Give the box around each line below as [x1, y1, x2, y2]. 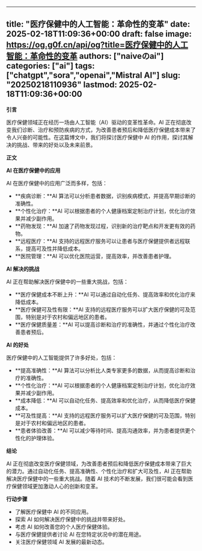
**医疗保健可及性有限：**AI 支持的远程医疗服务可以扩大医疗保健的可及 [14, 306, 191, 313]
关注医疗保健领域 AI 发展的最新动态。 [14, 538, 108, 545]
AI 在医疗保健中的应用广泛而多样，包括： [6, 179, 108, 186]
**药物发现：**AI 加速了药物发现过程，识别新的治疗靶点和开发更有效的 [14, 222, 191, 229]
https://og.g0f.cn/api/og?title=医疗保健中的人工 [6, 40, 188, 50]
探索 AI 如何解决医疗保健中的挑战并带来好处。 [14, 516, 129, 523]
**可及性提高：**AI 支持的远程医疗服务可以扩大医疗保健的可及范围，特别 [14, 411, 196, 419]
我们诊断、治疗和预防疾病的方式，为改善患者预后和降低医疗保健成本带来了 [11, 126, 196, 133]
